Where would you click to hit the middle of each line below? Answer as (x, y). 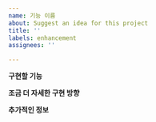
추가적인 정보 (29, 110)
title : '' (25, 30)
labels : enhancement (43, 38)
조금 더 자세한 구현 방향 (44, 93)
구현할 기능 (25, 76)
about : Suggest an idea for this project (78, 23)
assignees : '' (32, 45)
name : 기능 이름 (32, 16)
